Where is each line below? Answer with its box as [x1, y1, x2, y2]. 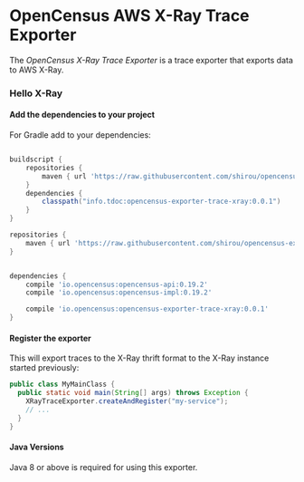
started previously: [9, 362, 80, 373]
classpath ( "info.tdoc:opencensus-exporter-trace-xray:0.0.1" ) [42, 197, 281, 207]
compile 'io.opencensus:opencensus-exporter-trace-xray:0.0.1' [25, 304, 270, 313]
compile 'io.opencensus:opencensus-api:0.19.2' [25, 280, 208, 289]
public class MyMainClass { [9, 380, 116, 390]
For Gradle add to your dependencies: [9, 130, 151, 140]
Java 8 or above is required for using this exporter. [9, 461, 198, 472]
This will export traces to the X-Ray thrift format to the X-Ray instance [9, 352, 270, 363]
